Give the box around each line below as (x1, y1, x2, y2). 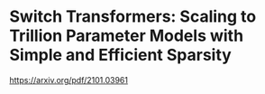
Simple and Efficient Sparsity (9, 45, 232, 65)
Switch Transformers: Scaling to (9, 6, 257, 27)
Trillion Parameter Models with (9, 25, 244, 46)
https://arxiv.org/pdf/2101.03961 (9, 74, 129, 85)
